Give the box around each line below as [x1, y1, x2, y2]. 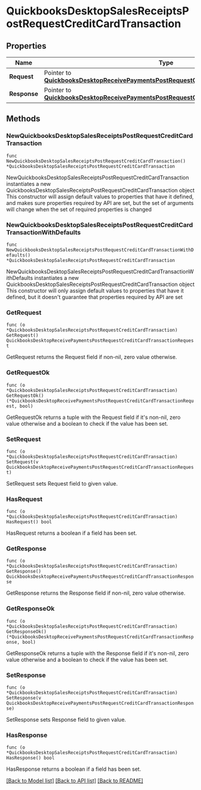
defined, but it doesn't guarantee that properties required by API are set [6, 293, 183, 300]
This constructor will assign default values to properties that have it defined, [6, 193, 194, 200]
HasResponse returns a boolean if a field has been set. [6, 765, 142, 773]
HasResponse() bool [6, 755, 55, 761]
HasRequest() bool [6, 519, 52, 525]
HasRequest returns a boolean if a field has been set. [6, 529, 138, 537]
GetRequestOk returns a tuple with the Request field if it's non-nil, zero [6, 414, 181, 421]
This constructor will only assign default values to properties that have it [6, 287, 184, 294]
